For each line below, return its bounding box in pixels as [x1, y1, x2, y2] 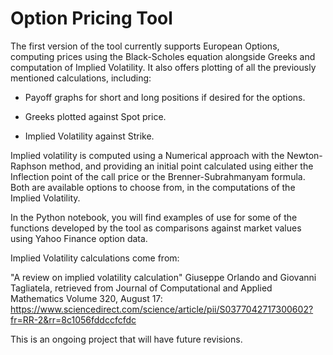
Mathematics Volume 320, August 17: [10, 292, 163, 304]
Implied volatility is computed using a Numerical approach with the [10, 149, 285, 161]
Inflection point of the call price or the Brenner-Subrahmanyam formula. [10, 170, 306, 182]
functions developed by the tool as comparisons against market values [10, 222, 302, 234]
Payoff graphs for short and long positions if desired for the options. [24, 91, 306, 103]
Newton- [286, 149, 323, 161]
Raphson [10, 160, 47, 172]
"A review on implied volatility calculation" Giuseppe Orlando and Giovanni [10, 271, 317, 283]
